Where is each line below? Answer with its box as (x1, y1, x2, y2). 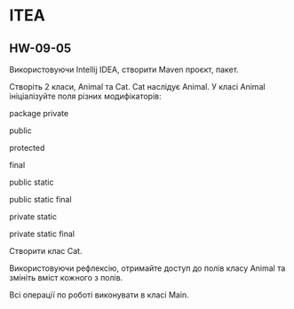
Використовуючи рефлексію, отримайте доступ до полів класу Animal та (9, 263, 286, 273)
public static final (9, 194, 73, 204)
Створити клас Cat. (9, 246, 83, 256)
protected (9, 143, 45, 153)
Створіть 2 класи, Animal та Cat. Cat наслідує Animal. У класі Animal (9, 82, 266, 91)
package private (9, 108, 69, 118)
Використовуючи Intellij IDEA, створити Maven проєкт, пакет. (9, 64, 240, 75)
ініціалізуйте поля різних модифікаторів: (9, 91, 162, 101)
